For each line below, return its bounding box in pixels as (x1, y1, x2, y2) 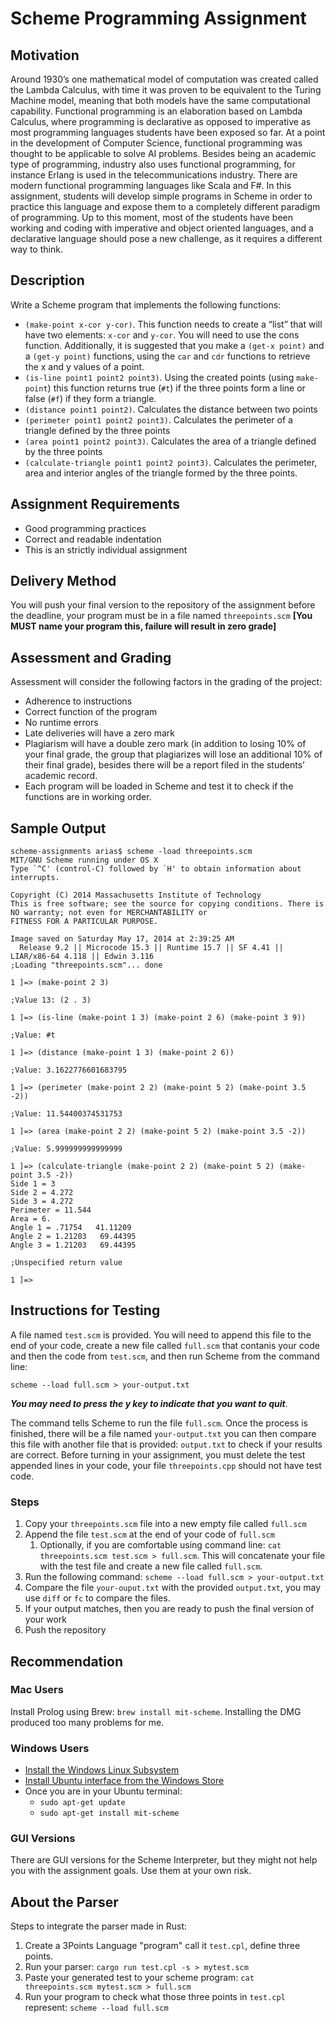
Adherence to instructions (24, 695, 133, 707)
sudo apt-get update (39, 1798, 126, 1808)
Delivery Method (10, 573, 117, 590)
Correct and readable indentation (24, 533, 162, 545)
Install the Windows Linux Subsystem (24, 1764, 180, 1776)
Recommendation (10, 1653, 123, 1670)
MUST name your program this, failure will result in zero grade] (10, 620, 277, 632)
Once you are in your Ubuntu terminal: (24, 1785, 183, 1797)
